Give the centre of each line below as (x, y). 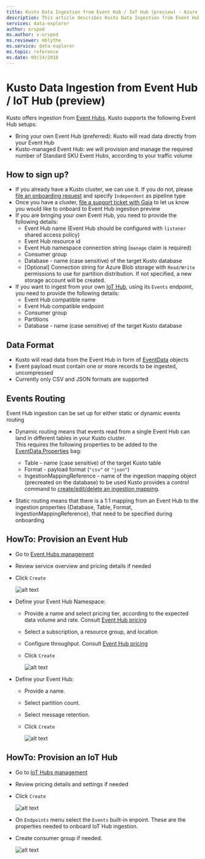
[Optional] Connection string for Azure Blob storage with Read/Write (110, 267)
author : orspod (26, 29)
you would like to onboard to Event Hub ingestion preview (88, 209)
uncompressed (34, 373)
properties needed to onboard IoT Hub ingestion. (77, 826)
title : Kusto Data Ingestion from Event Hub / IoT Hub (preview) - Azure (102, 12)
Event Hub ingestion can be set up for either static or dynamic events (93, 413)
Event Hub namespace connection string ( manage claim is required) (108, 248)
